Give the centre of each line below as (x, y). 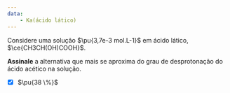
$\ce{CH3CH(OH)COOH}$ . (47, 48)
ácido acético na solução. (45, 69)
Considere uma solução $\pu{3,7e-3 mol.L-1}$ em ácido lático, (98, 40)
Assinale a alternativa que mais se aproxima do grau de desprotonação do (115, 61)
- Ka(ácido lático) (48, 20)
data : (15, 14)
